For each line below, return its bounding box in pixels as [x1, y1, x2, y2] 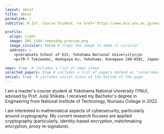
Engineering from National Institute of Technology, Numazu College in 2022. [5, 98, 159, 104]
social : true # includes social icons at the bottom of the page [5, 75, 143, 79]
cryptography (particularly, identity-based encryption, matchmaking [5, 118, 142, 124]
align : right [9, 34, 36, 39]
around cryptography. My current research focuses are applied [5, 113, 132, 118]
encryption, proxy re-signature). [5, 123, 70, 129]
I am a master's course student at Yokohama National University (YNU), [5, 88, 149, 94]
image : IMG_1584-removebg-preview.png [9, 38, 89, 44]
